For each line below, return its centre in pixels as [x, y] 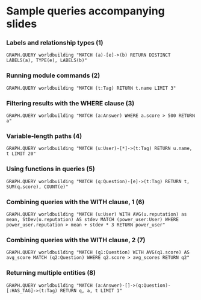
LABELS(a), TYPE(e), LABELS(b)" [47, 61]
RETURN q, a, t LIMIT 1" [91, 290]
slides [22, 24]
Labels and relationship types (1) [55, 43]
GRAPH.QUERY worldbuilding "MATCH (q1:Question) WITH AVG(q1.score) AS [98, 252]
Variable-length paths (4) [44, 136]
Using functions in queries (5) [51, 169]
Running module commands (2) [53, 75]
